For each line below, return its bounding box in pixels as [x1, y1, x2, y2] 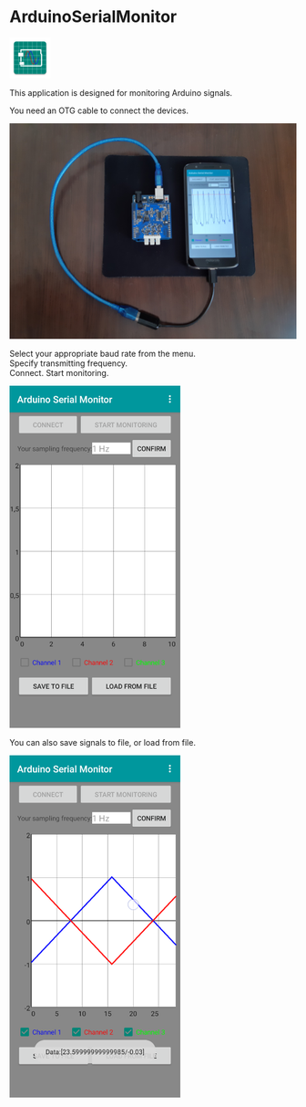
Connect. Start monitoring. [9, 367, 109, 378]
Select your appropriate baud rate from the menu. [9, 348, 196, 359]
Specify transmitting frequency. [9, 358, 128, 369]
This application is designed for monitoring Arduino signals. [9, 87, 233, 98]
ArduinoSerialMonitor [9, 6, 178, 27]
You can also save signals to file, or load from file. [9, 736, 196, 747]
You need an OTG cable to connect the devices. [9, 105, 189, 116]
